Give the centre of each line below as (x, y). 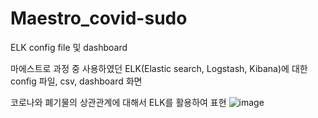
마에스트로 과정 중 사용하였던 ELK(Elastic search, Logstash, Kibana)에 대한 (159, 68)
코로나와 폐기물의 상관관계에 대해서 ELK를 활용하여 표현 (118, 102)
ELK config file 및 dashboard (69, 47)
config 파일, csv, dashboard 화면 (76, 81)
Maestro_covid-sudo (99, 18)
